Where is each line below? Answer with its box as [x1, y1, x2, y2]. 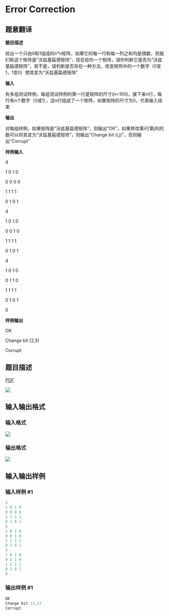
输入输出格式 [5, 403, 46, 412]
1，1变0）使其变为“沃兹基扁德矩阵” [5, 70, 78, 75]
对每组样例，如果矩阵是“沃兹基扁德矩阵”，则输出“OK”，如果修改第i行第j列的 [5, 126, 164, 131]
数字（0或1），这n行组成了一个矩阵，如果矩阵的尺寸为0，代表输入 [21, 98, 158, 103]
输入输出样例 [5, 472, 46, 481]
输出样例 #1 [5, 584, 33, 591]
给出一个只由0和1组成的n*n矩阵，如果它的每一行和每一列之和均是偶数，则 [5, 50, 160, 56]
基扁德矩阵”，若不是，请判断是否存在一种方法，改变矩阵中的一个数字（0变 [5, 63, 161, 69]
